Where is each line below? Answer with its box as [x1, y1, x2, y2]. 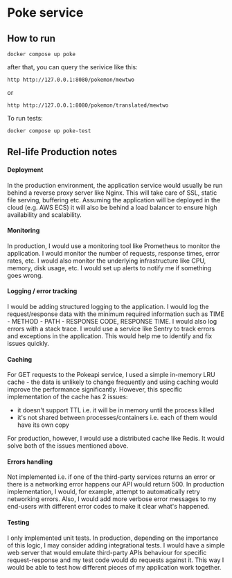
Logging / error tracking [7, 287, 78, 295]
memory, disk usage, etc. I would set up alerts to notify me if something [7, 263, 212, 272]
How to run [7, 33, 56, 44]
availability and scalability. [7, 210, 82, 219]
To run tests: [7, 114, 43, 122]
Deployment [7, 165, 44, 174]
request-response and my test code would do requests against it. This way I [7, 556, 224, 564]
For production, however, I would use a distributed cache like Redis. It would [7, 435, 225, 443]
